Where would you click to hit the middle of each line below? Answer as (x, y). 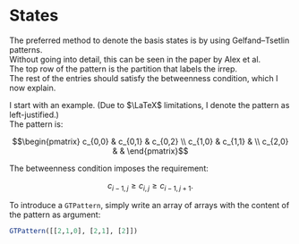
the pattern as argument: (55, 215)
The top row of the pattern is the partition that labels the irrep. (124, 69)
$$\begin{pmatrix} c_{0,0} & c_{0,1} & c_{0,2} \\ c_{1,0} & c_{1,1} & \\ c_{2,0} (150, 141)
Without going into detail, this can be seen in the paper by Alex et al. (135, 59)
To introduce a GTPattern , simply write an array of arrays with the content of (149, 205)
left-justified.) (34, 114)
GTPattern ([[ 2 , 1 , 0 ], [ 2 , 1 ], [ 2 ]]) (74, 231)
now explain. (33, 88)
